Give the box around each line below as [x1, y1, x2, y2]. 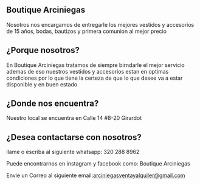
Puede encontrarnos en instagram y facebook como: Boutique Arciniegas [6, 160, 190, 167]
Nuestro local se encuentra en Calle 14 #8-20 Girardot [6, 114, 142, 122]
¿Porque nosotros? [6, 45, 80, 55]
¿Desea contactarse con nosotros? [6, 132, 142, 142]
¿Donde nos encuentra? [6, 99, 99, 109]
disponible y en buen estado [6, 80, 78, 88]
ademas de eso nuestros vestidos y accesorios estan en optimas [6, 68, 169, 75]
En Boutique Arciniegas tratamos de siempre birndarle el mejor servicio [6, 61, 185, 69]
